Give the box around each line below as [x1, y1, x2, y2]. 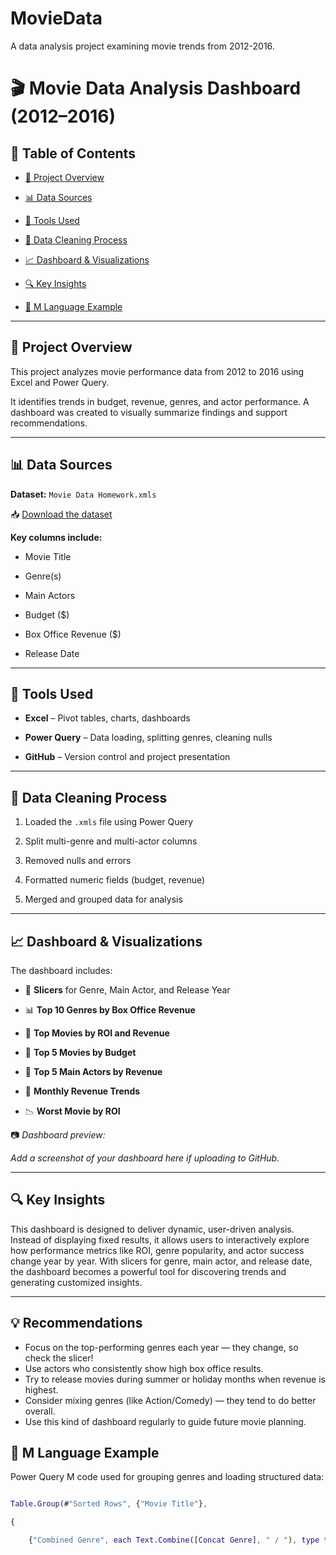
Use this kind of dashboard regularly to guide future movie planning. [24, 1415, 307, 1427]
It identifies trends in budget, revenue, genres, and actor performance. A [10, 395, 310, 407]
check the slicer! [24, 1352, 94, 1364]
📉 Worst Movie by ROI [24, 1105, 121, 1117]
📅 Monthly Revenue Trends [24, 1085, 141, 1097]
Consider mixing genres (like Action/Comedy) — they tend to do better [24, 1394, 317, 1406]
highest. [24, 1383, 59, 1396]
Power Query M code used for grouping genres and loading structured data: [10, 1471, 325, 1483]
